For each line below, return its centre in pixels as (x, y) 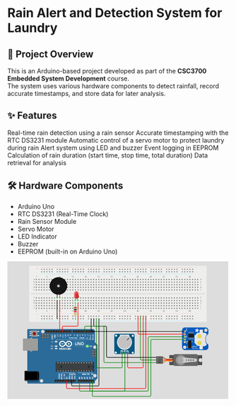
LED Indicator (37, 236)
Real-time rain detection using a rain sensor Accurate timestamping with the (118, 133)
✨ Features (32, 115)
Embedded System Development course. (68, 78)
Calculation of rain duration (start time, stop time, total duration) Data (108, 155)
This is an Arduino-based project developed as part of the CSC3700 (107, 71)
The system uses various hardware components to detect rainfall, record (113, 86)
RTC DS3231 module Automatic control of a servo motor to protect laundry (116, 140)
